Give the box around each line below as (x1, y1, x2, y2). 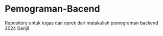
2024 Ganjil (5, 25, 29, 31)
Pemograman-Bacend (5, 3, 100, 15)
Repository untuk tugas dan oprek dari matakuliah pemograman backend (5, 20, 158, 26)
